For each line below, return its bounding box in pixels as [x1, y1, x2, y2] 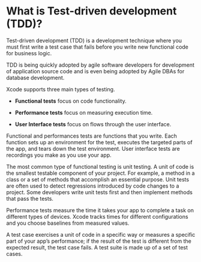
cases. [6, 250, 23, 257]
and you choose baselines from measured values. [6, 219, 130, 227]
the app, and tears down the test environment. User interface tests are [6, 145, 180, 152]
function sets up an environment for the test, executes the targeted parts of [6, 138, 193, 145]
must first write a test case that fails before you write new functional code [6, 43, 189, 50]
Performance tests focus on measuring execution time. [14, 109, 153, 116]
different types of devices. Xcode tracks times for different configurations [6, 213, 188, 220]
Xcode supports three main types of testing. [6, 85, 115, 93]
